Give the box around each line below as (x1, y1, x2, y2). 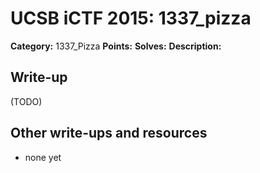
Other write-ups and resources (10, 125, 208, 142)
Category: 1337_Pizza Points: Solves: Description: (10, 40, 222, 52)
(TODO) (10, 95, 43, 107)
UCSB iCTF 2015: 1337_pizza (10, 7, 252, 30)
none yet (24, 151, 62, 163)
